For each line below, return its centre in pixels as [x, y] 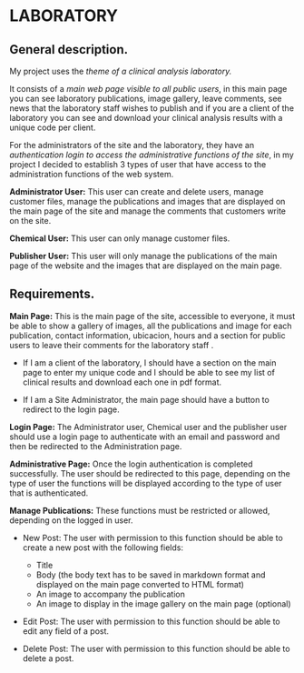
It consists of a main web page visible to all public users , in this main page [148, 89]
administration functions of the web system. [92, 174]
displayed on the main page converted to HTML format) [140, 584]
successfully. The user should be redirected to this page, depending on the [150, 473]
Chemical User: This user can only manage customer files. [120, 238]
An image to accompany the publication [111, 594]
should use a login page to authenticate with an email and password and [145, 437]
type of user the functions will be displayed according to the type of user [146, 483]
